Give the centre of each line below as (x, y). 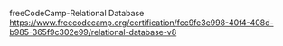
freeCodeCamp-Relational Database (77, 13)
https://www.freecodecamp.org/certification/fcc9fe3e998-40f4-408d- (141, 23)
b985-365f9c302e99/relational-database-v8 (93, 32)
